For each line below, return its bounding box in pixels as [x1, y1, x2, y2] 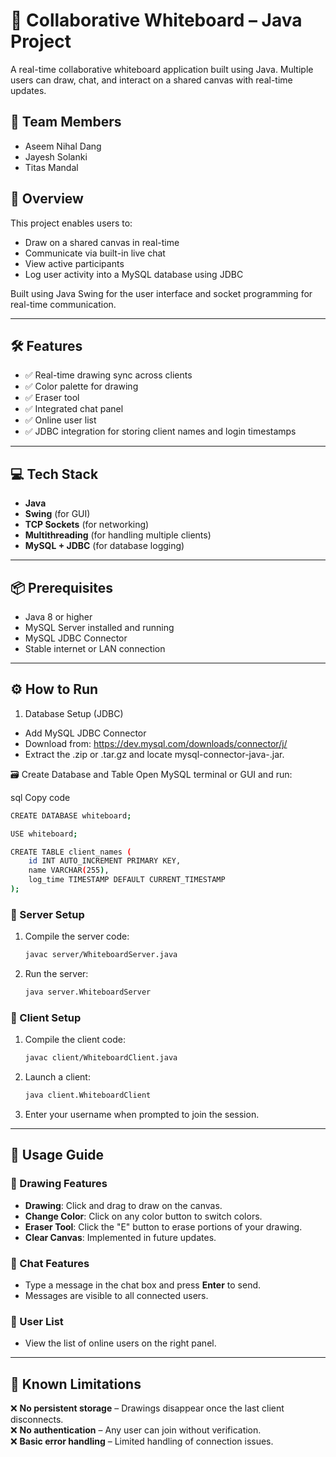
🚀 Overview [10, 190, 84, 208]
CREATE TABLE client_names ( [10, 847, 132, 857]
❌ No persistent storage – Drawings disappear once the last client [10, 1402, 285, 1414]
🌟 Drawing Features [10, 1177, 108, 1191]
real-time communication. [10, 298, 117, 310]
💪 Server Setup [10, 907, 85, 921]
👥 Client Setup [10, 1010, 82, 1024]
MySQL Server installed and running [24, 622, 175, 633]
